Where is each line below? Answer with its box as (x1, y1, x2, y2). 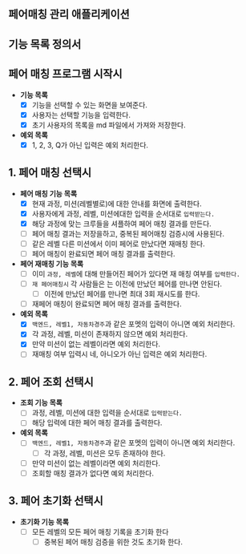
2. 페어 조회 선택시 (8, 375, 94, 389)
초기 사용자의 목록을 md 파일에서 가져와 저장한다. (31, 119, 186, 130)
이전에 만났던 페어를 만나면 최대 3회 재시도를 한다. (43, 289, 200, 299)
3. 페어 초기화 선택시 (8, 494, 103, 507)
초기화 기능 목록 (19, 516, 70, 527)
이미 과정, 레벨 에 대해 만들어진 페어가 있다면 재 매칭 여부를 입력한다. (31, 269, 240, 279)
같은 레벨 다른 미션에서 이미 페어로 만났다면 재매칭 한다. (31, 239, 206, 249)
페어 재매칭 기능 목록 (19, 259, 84, 269)
